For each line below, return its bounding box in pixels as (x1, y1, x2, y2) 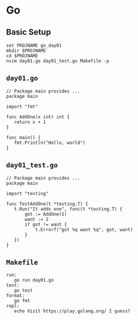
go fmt (14, 298, 31, 304)
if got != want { (24, 222, 67, 227)
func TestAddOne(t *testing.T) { (6, 201, 88, 207)
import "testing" (6, 190, 49, 196)
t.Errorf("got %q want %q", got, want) (35, 226, 133, 233)
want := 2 (24, 216, 49, 222)
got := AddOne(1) (24, 211, 67, 217)
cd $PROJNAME (6, 53, 38, 59)
